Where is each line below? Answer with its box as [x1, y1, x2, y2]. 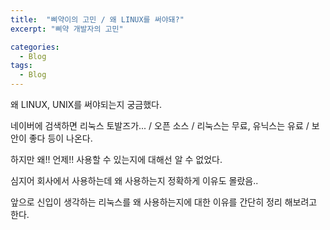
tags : [10, 61, 33, 71]
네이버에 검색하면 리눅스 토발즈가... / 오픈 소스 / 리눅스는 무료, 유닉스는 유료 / [10, 120, 310, 131]
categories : [10, 42, 60, 52]
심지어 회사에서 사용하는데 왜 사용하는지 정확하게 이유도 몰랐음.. [10, 175, 259, 186]
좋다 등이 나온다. [28, 132, 93, 144]
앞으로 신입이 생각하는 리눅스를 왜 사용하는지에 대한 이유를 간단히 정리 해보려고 [10, 196, 318, 208]
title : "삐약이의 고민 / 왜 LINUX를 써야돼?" [10, 14, 185, 25]
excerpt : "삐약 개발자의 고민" [10, 24, 124, 34]
